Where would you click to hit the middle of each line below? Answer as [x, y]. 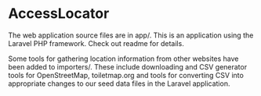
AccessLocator [59, 14]
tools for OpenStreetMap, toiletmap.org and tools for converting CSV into [126, 75]
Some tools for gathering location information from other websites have [123, 59]
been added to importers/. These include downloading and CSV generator [128, 66]
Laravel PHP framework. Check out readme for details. [96, 43]
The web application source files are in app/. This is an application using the [131, 35]
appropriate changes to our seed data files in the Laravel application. [119, 84]
